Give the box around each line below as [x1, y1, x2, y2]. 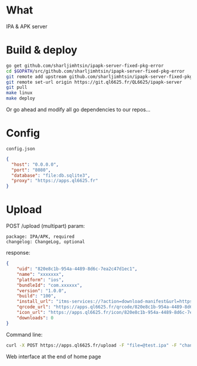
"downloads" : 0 [16, 314, 54, 321]
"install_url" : [16, 299, 54, 305]
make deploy [6, 95, 35, 101]
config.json [6, 146, 35, 152]
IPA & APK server [6, 23, 48, 30]
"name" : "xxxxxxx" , [16, 271, 64, 277]
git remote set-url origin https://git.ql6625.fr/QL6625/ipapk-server [6, 79, 182, 85]
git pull [6, 84, 28, 91]
